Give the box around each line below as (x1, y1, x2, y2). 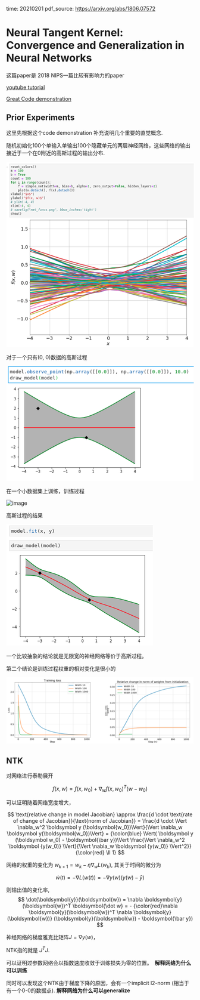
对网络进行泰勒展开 (6, 772, 54, 779)
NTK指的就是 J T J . (6, 946, 50, 954)
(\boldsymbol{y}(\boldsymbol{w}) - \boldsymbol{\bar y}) (53, 915, 193, 922)
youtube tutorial (6, 84, 45, 91)
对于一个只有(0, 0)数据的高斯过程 (6, 354, 87, 361)
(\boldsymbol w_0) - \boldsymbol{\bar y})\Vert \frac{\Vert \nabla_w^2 (14, 836, 186, 843)
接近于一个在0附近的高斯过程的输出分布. (6, 149, 105, 156)
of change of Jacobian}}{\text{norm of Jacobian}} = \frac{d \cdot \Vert (12, 817, 187, 824)
